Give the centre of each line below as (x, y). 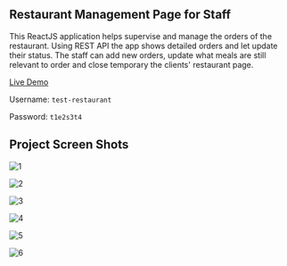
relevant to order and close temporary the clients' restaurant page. (131, 64)
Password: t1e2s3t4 (46, 116)
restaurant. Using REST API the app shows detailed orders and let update (143, 46)
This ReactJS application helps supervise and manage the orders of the (141, 36)
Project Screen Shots (69, 145)
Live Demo (29, 82)
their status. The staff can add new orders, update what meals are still (138, 55)
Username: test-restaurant (61, 99)
